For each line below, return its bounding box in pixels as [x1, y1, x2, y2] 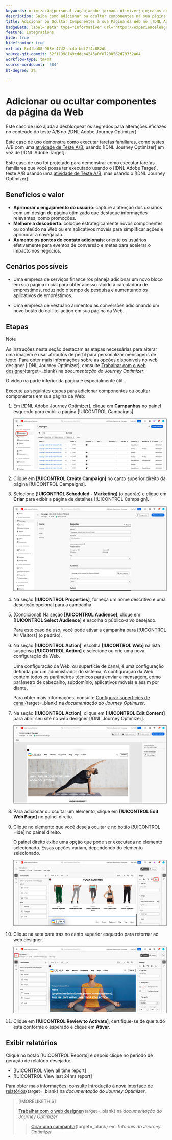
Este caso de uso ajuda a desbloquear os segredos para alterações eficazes [6, 123, 167, 130]
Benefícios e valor [6, 191, 65, 199]
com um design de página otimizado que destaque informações [13, 210, 148, 216]
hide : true [6, 35, 29, 40]
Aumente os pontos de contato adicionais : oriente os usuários [13, 237, 147, 243]
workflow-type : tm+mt [6, 57, 52, 62]
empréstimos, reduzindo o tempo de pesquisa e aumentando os [13, 287, 148, 293]
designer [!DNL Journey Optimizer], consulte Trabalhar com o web [6, 362, 146, 368]
